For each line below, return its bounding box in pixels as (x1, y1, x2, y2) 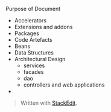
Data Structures (14, 49, 54, 56)
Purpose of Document (5, 5, 61, 12)
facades (23, 68, 44, 75)
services (23, 62, 45, 69)
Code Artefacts (14, 36, 52, 43)
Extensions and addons (14, 24, 73, 30)
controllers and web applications (23, 81, 105, 88)
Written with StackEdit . (20, 99, 78, 107)
